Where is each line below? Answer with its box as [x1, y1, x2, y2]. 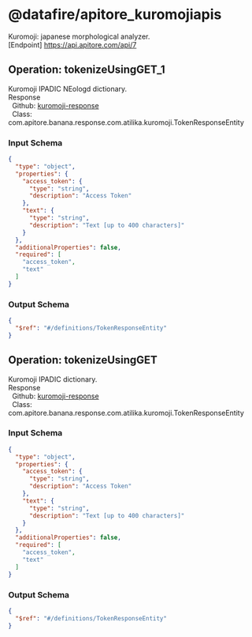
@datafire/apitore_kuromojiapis [8, 6, 222, 24]
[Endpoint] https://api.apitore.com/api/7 [8, 40, 137, 49]
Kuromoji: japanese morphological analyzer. [8, 32, 150, 41]
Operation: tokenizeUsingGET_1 [8, 63, 165, 77]
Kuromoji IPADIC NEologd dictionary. [8, 84, 128, 93]
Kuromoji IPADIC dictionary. [8, 374, 98, 384]
